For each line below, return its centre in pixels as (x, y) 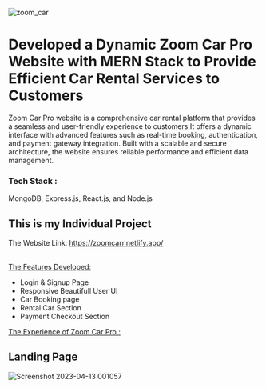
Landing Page (43, 357)
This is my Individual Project (80, 224)
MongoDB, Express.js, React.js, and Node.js (81, 198)
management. (31, 160)
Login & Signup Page (54, 282)
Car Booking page (50, 299)
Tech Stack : (33, 181)
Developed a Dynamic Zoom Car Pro (131, 45)
